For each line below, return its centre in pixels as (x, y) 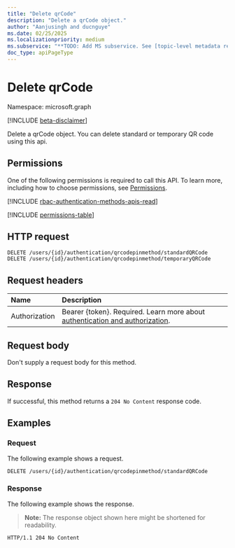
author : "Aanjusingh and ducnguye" (59, 27)
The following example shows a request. (65, 458)
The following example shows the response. (71, 504)
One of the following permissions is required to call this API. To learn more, (115, 180)
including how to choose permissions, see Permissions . (87, 188)
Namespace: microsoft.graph (49, 106)
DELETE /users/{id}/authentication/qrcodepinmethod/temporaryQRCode (109, 259)
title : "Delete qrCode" (42, 14)
